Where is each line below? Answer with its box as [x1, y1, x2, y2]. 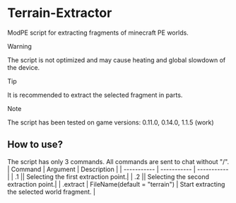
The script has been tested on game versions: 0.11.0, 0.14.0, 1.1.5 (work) [7, 118, 214, 127]
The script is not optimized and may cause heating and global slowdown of [7, 55, 226, 64]
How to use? [7, 139, 64, 151]
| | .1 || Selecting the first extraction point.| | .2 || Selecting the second [7, 172, 210, 181]
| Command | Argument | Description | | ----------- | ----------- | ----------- [7, 165, 229, 173]
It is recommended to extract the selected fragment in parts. [7, 91, 183, 99]
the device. [7, 63, 40, 71]
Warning [7, 42, 32, 50]
